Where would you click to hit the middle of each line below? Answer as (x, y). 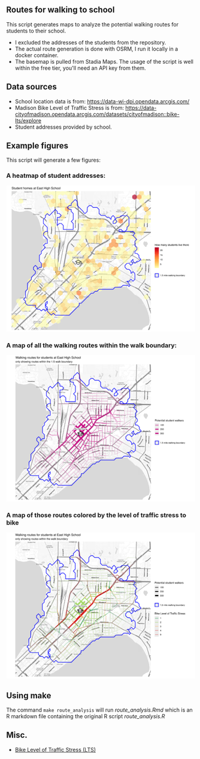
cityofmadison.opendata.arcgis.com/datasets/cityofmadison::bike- (97, 114)
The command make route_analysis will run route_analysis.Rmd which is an (99, 710)
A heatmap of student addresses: (56, 175)
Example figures (37, 146)
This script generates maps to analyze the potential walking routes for (92, 24)
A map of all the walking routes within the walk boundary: (92, 345)
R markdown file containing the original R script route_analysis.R (86, 716)
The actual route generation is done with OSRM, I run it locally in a (96, 49)
